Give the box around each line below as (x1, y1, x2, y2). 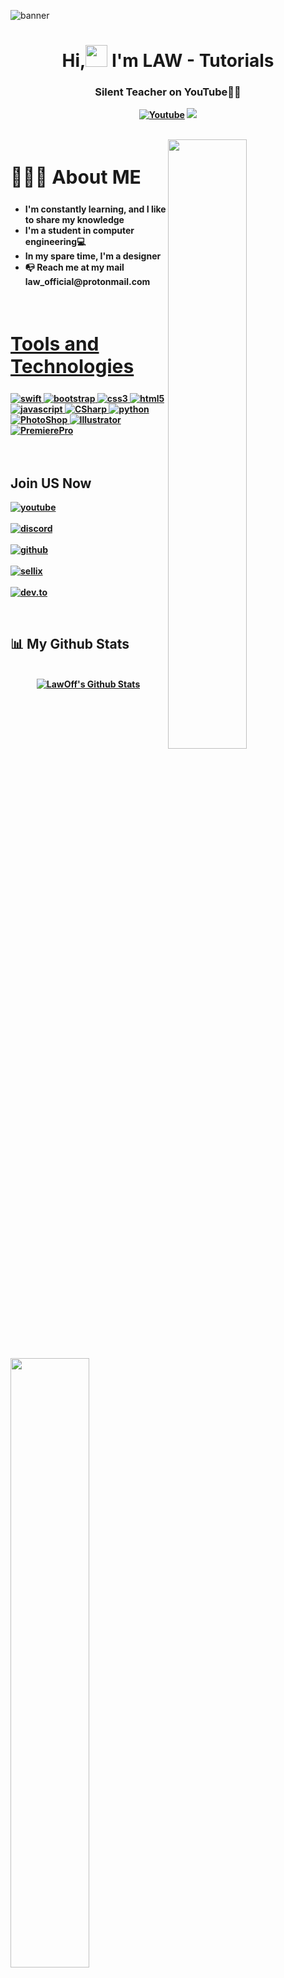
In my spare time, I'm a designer (24, 250, 162, 262)
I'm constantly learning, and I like (24, 203, 167, 215)
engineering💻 (24, 236, 87, 248)
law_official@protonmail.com (24, 276, 151, 288)
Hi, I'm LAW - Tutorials (61, 50, 275, 72)
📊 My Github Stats (10, 636, 130, 653)
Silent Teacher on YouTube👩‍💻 (94, 85, 242, 99)
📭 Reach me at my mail (24, 261, 125, 274)
